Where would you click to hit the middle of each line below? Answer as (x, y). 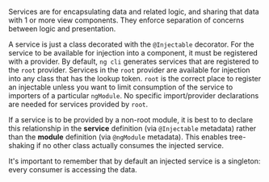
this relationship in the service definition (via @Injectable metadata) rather (132, 128)
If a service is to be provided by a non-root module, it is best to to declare (131, 120)
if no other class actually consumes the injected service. (130, 145)
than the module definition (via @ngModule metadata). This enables (118, 137)
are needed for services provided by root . (78, 104)
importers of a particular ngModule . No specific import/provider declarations (134, 95)
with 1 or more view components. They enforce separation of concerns (126, 20)
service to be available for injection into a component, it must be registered (133, 53)
